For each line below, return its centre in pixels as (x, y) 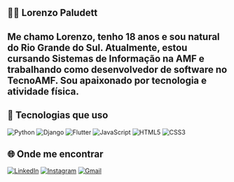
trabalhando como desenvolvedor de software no (117, 70)
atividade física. (43, 91)
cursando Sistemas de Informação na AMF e (106, 58)
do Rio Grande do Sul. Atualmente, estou (97, 47)
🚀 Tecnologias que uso (58, 115)
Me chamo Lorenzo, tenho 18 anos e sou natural (113, 37)
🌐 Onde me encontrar (55, 154)
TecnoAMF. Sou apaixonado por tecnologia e (107, 80)
